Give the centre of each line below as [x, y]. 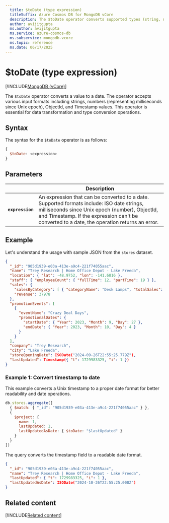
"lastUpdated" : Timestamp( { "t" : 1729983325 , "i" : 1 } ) [69, 360]
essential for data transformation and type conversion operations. [73, 112]
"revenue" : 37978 [32, 294]
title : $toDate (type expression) [46, 10]
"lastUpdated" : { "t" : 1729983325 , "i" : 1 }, [58, 478]
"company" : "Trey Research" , [40, 346]
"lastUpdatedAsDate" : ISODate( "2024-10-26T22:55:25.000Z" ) [73, 483]
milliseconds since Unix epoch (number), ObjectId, [98, 210]
